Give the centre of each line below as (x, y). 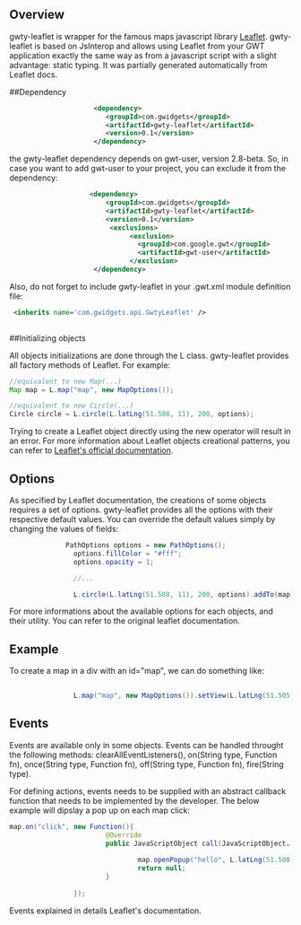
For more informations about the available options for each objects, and (141, 611)
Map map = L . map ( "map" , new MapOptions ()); (92, 389)
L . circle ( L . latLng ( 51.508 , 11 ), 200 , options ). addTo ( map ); (185, 594)
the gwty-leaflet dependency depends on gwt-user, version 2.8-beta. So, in (149, 159)
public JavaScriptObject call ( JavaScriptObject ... (202, 843)
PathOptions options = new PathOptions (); (146, 545)
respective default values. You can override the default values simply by (142, 519)
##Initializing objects (48, 338)
